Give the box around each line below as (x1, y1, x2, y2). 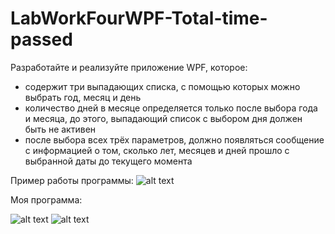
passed (10, 28, 73, 51)
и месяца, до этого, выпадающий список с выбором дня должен (24, 112, 303, 124)
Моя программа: (10, 193, 83, 206)
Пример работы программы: (10, 174, 134, 186)
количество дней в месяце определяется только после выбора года (24, 102, 318, 114)
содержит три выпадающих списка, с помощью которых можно (24, 80, 301, 92)
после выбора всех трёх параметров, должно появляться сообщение (24, 133, 325, 146)
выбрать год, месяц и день (24, 91, 142, 103)
